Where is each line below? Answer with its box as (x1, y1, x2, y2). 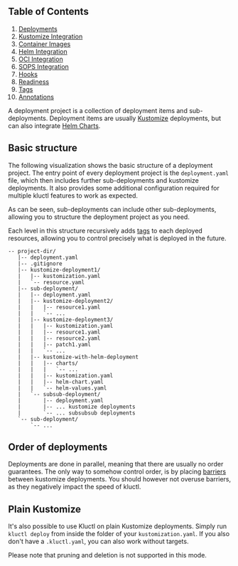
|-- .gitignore (17, 260, 63, 267)
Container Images (18, 39, 71, 48)
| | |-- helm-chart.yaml (17, 378, 104, 385)
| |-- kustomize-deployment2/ (17, 297, 114, 304)
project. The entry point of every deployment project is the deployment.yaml (8, 169, 229, 177)
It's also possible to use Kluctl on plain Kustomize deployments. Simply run (8, 522, 227, 530)
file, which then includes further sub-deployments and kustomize (8, 176, 200, 184)
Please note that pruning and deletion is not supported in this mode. (8, 551, 207, 560)
